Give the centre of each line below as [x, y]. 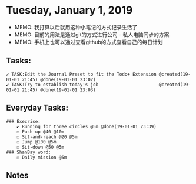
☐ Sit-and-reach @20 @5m [47, 137]
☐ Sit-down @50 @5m [41, 147]
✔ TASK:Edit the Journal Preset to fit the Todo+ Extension [82, 74]
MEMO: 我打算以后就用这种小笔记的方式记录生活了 [76, 27]
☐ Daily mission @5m [42, 157]
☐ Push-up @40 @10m [41, 132]
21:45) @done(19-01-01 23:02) [59, 79]
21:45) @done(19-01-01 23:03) [59, 90]
